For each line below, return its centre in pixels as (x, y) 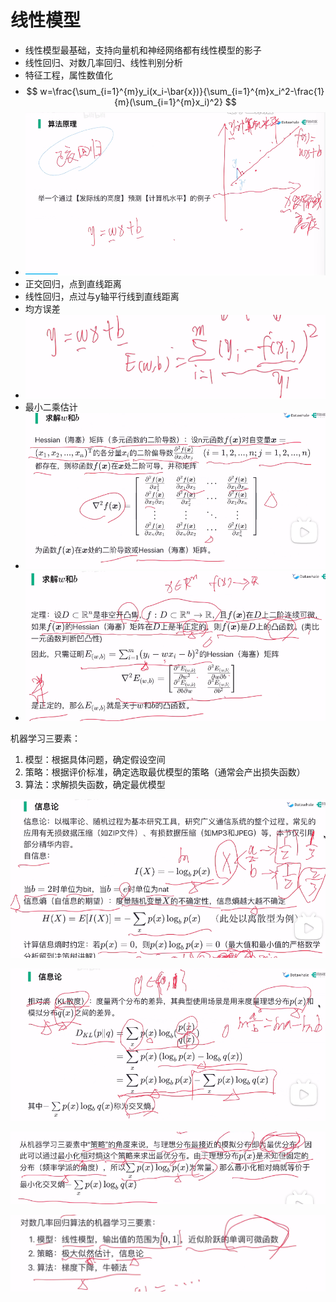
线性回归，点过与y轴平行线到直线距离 (102, 297)
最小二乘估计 (51, 407)
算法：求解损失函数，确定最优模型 (95, 784)
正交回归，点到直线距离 (73, 284)
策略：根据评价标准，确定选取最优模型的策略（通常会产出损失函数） (165, 772)
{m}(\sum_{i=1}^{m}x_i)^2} (168, 102)
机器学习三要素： (45, 738)
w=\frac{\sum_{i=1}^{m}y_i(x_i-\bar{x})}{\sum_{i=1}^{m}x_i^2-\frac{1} (182, 91)
